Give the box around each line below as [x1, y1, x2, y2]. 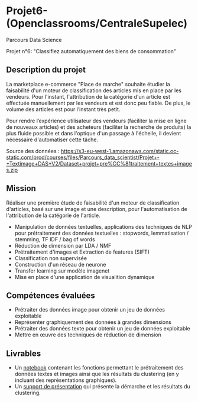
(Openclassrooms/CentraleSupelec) [6, 17, 188, 30]
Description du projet [6, 65, 86, 75]
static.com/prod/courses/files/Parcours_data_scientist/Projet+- [6, 154, 160, 161]
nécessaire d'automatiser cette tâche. [6, 136, 99, 143]
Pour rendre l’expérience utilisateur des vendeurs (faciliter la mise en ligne [6, 117, 187, 124]
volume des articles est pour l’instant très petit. [6, 105, 121, 113]
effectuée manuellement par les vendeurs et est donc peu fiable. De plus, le [6, 99, 191, 106]
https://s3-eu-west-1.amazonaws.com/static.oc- [60, 147, 179, 154]
